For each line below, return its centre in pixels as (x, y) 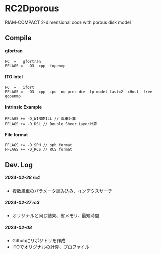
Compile (18, 38)
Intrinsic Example (24, 107)
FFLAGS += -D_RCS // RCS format (39, 150)
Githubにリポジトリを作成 (39, 241)
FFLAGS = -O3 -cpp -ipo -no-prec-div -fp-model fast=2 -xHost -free (79, 92)
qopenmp (13, 96)
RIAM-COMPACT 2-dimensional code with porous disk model (68, 22)
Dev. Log (19, 165)
